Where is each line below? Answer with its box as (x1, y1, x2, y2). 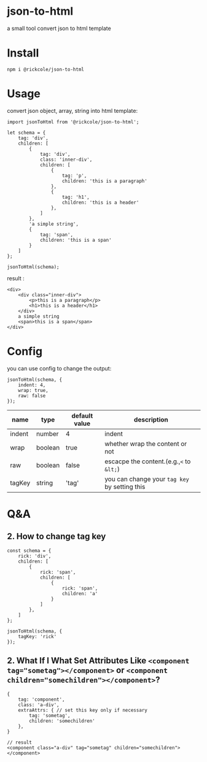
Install (7, 46, 39, 60)
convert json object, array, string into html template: (7, 107, 138, 114)
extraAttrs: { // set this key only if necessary (18, 707, 148, 713)
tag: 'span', (39, 231, 73, 237)
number (36, 429, 59, 438)
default (71, 411, 93, 420)
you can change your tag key (104, 474, 190, 483)
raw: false (18, 393, 46, 399)
